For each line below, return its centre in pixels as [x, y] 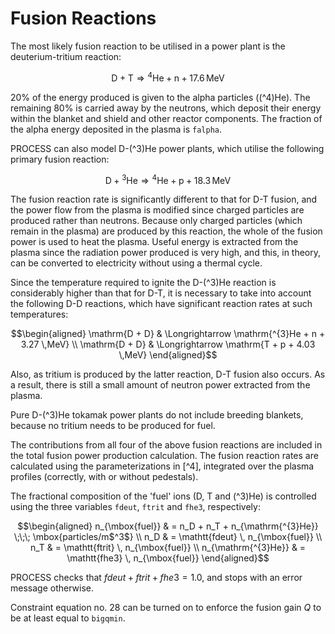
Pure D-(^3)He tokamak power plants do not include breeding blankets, [157, 415]
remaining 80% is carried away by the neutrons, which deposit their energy [166, 108]
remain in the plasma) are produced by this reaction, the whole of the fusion [166, 231]
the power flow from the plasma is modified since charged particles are [157, 210]
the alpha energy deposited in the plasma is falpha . [116, 129]
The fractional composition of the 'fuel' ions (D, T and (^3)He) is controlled [163, 496]
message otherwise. [52, 588]
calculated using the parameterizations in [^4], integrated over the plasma [162, 466]
